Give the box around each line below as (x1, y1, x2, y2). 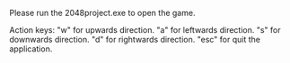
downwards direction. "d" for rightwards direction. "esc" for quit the (9, 35, 260, 44)
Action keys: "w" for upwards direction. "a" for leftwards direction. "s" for (9, 25, 281, 35)
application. (9, 43, 53, 54)
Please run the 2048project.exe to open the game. (9, 8, 196, 18)
